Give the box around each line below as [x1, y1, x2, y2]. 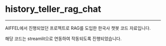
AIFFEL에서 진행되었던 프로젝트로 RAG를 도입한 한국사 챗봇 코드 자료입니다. [5, 25, 151, 31]
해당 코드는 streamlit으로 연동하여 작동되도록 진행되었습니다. [5, 36, 122, 42]
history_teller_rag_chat [5, 3, 101, 15]
